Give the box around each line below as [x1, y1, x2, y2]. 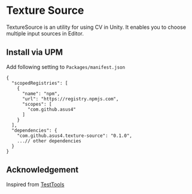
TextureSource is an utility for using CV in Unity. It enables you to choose [6, 23, 187, 31]
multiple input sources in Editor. [6, 29, 84, 37]
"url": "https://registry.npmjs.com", [22, 95, 119, 102]
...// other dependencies [17, 138, 82, 144]
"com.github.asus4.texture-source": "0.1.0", [17, 133, 133, 139]
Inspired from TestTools [6, 181, 65, 188]
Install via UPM [6, 47, 63, 58]
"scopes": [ [22, 101, 52, 107]
